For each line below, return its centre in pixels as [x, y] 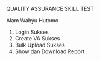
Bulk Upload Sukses [40, 45]
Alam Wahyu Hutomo [33, 20]
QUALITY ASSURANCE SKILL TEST [50, 9]
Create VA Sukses [37, 38]
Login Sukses [32, 32]
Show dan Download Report [50, 51]
